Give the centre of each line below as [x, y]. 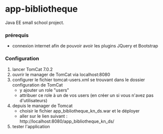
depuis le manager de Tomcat [42, 106]
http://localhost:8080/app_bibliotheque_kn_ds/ [67, 121]
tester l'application [31, 126]
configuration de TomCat [37, 85]
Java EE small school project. [35, 22]
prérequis [17, 35]
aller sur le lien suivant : [43, 116]
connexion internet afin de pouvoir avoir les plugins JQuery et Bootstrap [85, 46]
